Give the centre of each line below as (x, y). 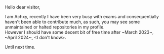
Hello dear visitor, (22, 7)
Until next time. (20, 47)
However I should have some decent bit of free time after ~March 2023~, (79, 32)
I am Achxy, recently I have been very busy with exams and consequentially (82, 16)
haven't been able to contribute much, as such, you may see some (72, 22)
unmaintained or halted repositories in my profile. (55, 27)
